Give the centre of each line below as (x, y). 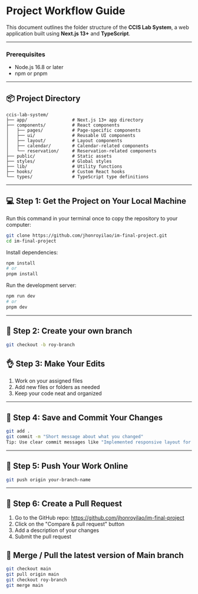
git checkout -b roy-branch (41, 345)
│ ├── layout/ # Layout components (64, 141)
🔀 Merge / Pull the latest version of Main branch (95, 555)
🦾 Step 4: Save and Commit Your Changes (85, 417)
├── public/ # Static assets (59, 156)
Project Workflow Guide (66, 11)
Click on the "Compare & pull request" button (70, 524)
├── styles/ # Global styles (59, 161)
